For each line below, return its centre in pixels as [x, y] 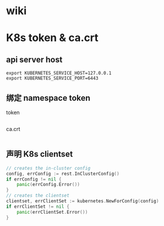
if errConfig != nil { [34, 179]
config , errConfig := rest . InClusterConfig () [63, 173]
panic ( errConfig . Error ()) [48, 185]
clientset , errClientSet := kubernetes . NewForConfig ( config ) [83, 201]
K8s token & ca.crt [52, 38]
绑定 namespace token [48, 98]
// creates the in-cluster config [48, 168]
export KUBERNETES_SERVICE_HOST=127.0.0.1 [59, 73]
